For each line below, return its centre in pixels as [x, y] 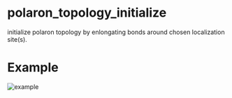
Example [33, 68]
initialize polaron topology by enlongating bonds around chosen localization [116, 32]
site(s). [17, 39]
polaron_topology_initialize [87, 13]
